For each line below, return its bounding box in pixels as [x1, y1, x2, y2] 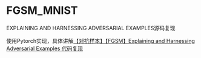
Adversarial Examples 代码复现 [6, 45, 84, 52]
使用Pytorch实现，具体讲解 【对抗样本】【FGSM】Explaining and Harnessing [6, 37, 196, 44]
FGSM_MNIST [6, 4, 78, 18]
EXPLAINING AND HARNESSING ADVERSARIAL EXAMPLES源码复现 [6, 24, 176, 31]
